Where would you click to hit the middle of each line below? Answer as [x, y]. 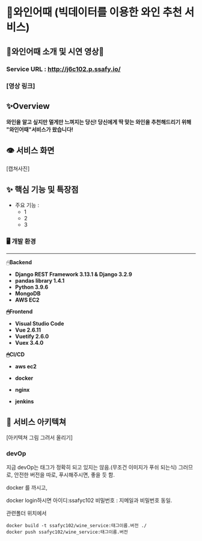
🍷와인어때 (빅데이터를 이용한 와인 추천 [94, 12]
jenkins [24, 401]
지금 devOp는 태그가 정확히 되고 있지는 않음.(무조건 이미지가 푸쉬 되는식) [92, 468]
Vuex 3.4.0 [29, 343]
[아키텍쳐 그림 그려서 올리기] [40, 437]
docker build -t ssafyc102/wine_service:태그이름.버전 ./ [77, 526]
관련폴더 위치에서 [26, 513]
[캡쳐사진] [18, 168]
